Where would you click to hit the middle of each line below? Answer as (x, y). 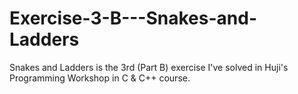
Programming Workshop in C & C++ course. (100, 78)
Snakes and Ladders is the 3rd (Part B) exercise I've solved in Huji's (149, 67)
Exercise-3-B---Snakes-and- (133, 18)
